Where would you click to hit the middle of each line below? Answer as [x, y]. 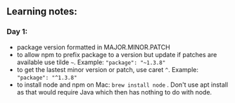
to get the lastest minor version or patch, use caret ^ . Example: [107, 69]
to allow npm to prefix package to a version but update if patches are [117, 54]
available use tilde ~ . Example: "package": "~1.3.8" [91, 62]
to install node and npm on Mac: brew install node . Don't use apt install [122, 85]
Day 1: [17, 32]
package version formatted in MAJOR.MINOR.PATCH [93, 47]
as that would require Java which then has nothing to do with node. [114, 92]
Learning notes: [42, 12]
